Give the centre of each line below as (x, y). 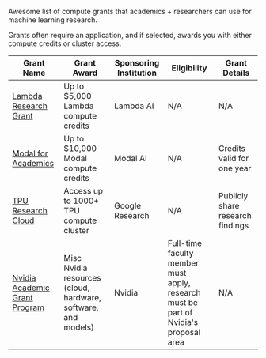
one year (235, 168)
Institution (137, 73)
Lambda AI (134, 106)
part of (180, 313)
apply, (179, 283)
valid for (234, 158)
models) (79, 327)
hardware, (82, 298)
